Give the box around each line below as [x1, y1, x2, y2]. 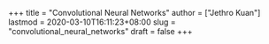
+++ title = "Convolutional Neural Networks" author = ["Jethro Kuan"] [8, 8, 261, 18]
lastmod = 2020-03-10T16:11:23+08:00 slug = [8, 17, 176, 27]
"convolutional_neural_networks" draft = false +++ [8, 26, 193, 36]
